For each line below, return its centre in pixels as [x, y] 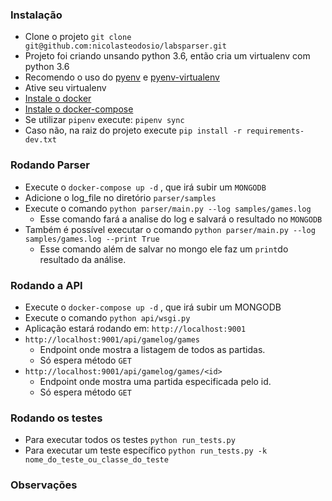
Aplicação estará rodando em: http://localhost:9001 [135, 328]
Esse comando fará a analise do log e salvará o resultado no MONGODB [181, 219]
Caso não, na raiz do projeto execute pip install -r [133, 130]
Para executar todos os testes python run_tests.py [130, 440]
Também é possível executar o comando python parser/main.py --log [170, 229]
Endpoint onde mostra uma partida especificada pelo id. [155, 381]
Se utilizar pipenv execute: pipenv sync [104, 120]
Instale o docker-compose [79, 109]
